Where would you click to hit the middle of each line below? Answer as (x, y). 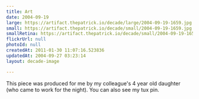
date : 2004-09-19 (28, 17)
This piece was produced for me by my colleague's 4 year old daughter (93, 83)
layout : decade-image (33, 61)
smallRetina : (22, 34)
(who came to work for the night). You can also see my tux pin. (83, 90)
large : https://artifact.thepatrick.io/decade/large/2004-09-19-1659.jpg (99, 23)
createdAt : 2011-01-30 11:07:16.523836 (55, 50)
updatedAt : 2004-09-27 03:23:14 (46, 56)
